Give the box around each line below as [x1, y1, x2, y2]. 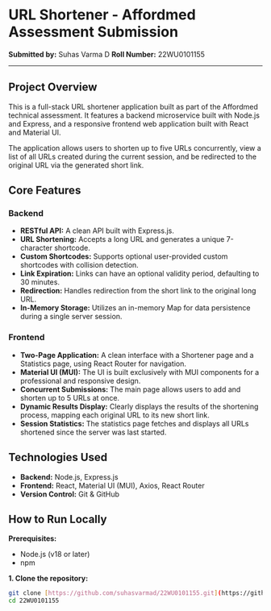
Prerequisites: [8, 534, 57, 543]
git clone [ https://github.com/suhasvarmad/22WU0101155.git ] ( [8, 589, 222, 597]
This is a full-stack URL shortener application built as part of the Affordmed [8, 102, 258, 111]
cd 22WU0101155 [8, 596, 60, 605]
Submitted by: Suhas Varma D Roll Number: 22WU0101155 [8, 49, 206, 59]
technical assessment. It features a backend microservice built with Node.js [8, 110, 261, 120]
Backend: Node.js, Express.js [19, 472, 119, 481]
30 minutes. [19, 277, 60, 287]
